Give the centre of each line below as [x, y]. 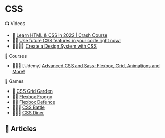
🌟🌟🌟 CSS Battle [29, 107]
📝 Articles [21, 129]
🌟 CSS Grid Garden [32, 91]
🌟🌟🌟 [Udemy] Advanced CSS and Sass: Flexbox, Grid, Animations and [86, 66]
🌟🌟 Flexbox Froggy [32, 96]
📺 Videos [15, 23]
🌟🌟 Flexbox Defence [34, 102]
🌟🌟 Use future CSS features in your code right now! [66, 40]
